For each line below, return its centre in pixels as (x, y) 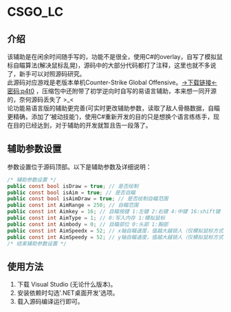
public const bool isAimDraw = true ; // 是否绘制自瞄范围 (88, 199)
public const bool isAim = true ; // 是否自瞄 (71, 193)
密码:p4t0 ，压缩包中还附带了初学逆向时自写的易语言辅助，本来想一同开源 (112, 91)
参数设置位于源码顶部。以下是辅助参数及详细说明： (79, 167)
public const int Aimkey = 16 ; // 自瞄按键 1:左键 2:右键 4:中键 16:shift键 (114, 212)
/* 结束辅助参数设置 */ (37, 243)
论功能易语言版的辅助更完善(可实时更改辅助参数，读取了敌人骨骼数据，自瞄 (114, 108)
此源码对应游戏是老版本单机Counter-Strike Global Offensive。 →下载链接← (112, 82)
